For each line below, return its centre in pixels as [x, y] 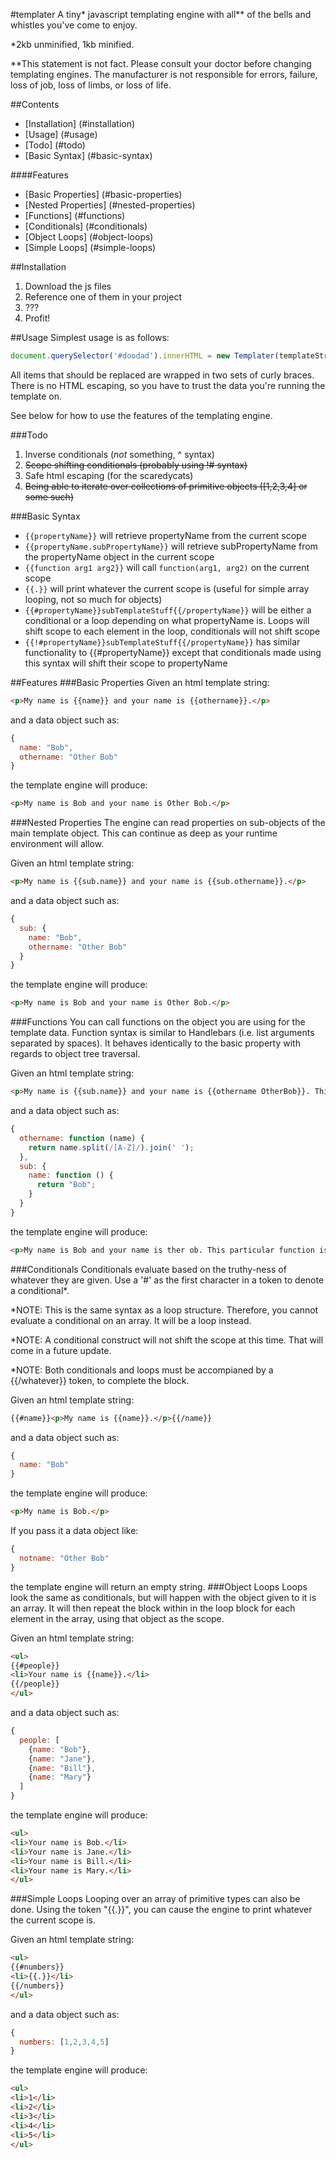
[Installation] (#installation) [80, 123]
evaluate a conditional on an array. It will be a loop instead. [131, 1320]
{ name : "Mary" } [60, 1777]
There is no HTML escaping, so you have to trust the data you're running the [168, 385]
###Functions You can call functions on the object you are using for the [158, 1022]
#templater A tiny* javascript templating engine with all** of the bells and [161, 14]
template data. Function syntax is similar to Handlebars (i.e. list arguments [162, 1033]
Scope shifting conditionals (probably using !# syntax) [136, 465]
